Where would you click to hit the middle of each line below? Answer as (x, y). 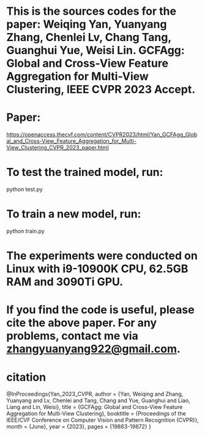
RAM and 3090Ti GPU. (65, 282)
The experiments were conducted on (102, 256)
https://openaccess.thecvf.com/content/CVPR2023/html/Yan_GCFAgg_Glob (102, 135)
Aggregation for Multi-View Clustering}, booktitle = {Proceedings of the (96, 414)
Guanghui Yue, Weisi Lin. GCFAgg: (95, 51)
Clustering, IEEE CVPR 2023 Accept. (101, 90)
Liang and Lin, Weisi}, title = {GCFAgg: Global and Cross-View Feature (95, 407)
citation (26, 377)
